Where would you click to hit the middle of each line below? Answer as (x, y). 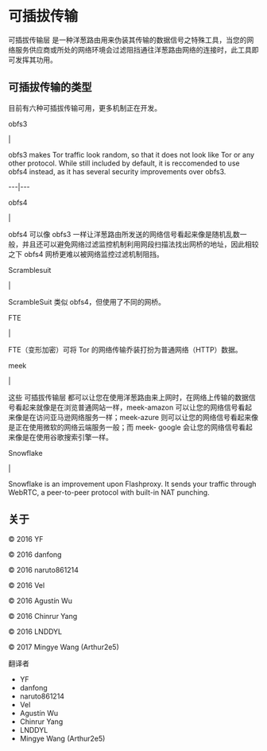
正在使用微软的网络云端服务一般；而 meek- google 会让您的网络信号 (127, 427)
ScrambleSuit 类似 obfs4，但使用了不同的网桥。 (87, 302)
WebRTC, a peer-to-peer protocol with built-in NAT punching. (109, 492)
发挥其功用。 (36, 60)
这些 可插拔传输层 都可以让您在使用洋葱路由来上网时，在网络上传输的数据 (128, 397)
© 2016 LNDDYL (35, 631)
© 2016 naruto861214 (44, 570)
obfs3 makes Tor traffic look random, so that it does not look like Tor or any (132, 154)
